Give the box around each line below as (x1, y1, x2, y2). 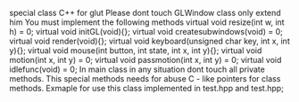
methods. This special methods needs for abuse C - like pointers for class (9, 74, 281, 83)
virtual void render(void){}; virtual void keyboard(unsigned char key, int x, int (9, 35, 290, 46)
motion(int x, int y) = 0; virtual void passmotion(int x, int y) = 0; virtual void (9, 55, 282, 65)
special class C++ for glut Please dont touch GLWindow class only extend (9, 8, 281, 18)
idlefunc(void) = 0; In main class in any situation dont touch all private (9, 64, 265, 75)
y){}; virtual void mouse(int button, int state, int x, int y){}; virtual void (9, 45, 262, 56)
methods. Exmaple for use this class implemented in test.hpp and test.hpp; (9, 83, 284, 93)
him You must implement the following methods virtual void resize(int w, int (9, 17, 285, 27)
